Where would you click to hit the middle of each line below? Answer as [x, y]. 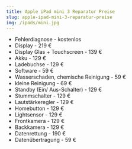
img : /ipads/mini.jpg [33, 22]
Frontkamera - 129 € [40, 121]
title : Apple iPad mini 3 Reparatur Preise [61, 12]
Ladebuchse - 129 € [39, 64]
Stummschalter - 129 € [43, 96]
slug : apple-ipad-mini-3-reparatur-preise [59, 17]
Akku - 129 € [30, 58]
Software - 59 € [34, 71]
